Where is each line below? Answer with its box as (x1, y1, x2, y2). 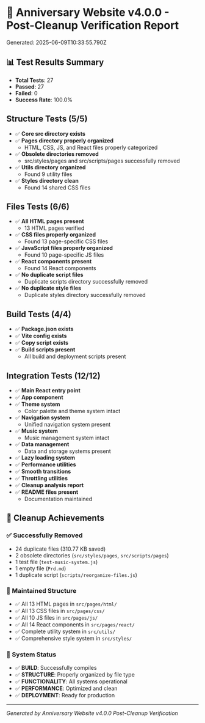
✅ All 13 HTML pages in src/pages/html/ (15, 600, 117, 607)
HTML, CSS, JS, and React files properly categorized (24, 144, 158, 151)
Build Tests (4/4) (6, 309, 71, 320)
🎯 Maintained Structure (6, 586, 77, 595)
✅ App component (15, 394, 63, 401)
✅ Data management (15, 441, 70, 448)
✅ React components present (15, 258, 92, 265)
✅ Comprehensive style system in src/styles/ (15, 634, 132, 642)
